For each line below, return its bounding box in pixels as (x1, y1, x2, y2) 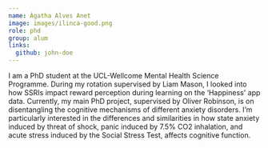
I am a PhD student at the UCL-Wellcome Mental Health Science (8, 71, 219, 80)
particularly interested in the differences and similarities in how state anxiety (8, 114, 260, 122)
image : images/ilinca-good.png (8, 19, 113, 27)
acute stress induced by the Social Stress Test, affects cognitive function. (8, 130, 251, 140)
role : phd (8, 26, 42, 34)
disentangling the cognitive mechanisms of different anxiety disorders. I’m (8, 105, 253, 114)
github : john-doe (15, 49, 74, 57)
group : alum (8, 34, 48, 42)
